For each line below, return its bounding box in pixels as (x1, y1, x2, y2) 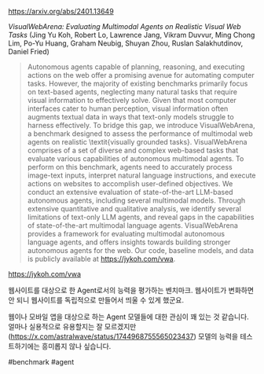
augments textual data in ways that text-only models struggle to (27, 112, 234, 121)
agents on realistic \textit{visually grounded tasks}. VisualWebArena (27, 137, 247, 146)
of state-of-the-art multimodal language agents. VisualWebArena (27, 221, 238, 230)
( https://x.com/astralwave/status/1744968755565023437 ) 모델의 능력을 (8, 332, 238, 341)
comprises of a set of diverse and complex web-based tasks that (27, 145, 238, 155)
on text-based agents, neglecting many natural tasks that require (27, 87, 238, 97)
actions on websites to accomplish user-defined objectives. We (27, 179, 233, 188)
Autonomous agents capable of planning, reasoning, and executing (27, 62, 245, 71)
